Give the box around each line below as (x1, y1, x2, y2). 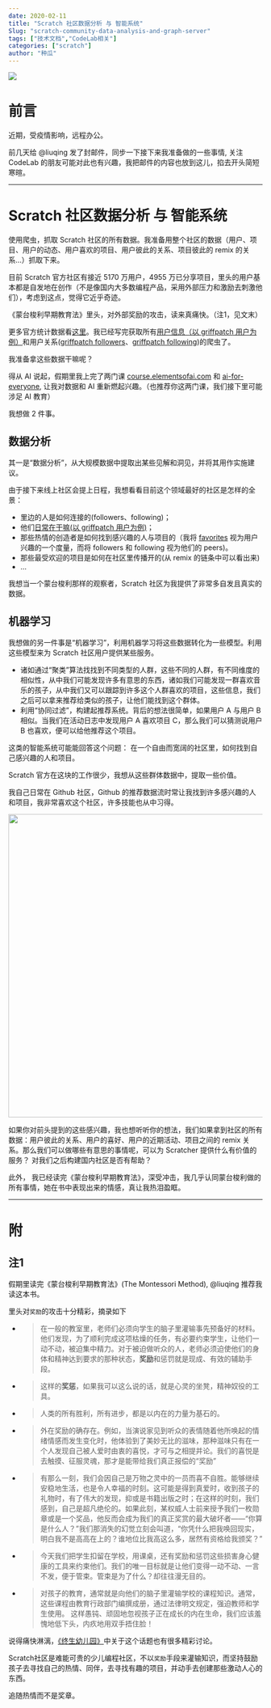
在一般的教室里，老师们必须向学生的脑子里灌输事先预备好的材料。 (40, 1323, 260, 1333)
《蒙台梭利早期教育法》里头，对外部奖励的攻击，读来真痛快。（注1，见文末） (8, 309, 262, 319)
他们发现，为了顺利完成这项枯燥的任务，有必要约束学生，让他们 (40, 1334, 252, 1343)
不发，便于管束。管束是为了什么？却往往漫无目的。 (40, 1571, 211, 1581)
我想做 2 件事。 (8, 408, 60, 418)
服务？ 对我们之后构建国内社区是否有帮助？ (8, 1155, 152, 1165)
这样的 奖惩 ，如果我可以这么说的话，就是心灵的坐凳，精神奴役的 (40, 1380, 252, 1391)
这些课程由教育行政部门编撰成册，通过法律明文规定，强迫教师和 (40, 1598, 252, 1608)
